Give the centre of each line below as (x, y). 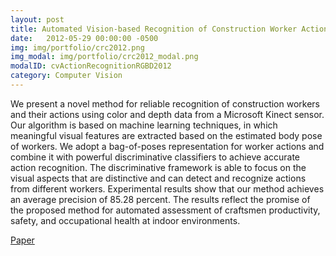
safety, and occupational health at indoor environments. (125, 220)
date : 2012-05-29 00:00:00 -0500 (84, 38)
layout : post (37, 19)
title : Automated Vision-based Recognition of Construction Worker (154, 29)
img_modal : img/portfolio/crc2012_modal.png (104, 57)
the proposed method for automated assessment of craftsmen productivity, (165, 210)
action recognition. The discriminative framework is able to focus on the (158, 167)
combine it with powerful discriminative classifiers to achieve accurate (155, 157)
